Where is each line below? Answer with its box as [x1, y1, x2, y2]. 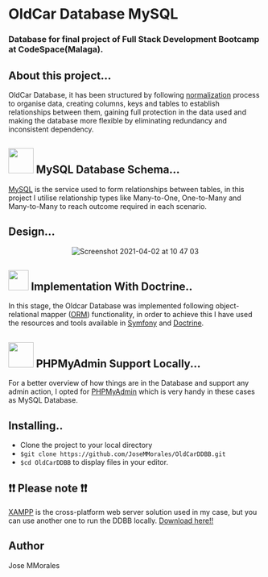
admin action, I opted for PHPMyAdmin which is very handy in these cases [8, 387, 255, 396]
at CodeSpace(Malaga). [8, 44, 104, 55]
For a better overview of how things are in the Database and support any [8, 378, 249, 388]
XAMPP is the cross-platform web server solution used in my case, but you [8, 507, 258, 516]
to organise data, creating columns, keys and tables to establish [8, 98, 220, 108]
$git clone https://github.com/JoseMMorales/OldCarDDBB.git [19, 449, 226, 458]
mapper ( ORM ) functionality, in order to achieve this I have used [40, 310, 253, 320]
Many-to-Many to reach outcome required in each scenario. [8, 201, 208, 211]
